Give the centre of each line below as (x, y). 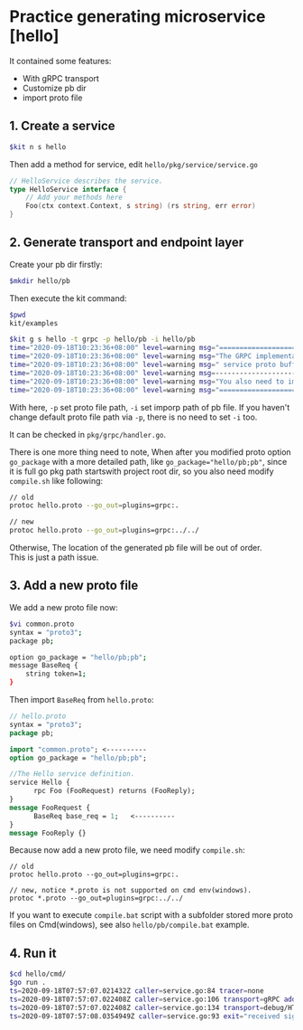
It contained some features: (60, 61)
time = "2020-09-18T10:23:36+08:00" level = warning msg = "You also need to (147, 382)
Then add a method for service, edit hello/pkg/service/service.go (134, 164)
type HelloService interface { (68, 189)
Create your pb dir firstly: (56, 264)
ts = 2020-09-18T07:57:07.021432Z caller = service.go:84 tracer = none (137, 991)
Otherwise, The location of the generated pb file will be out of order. (136, 548)
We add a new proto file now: (64, 607)
